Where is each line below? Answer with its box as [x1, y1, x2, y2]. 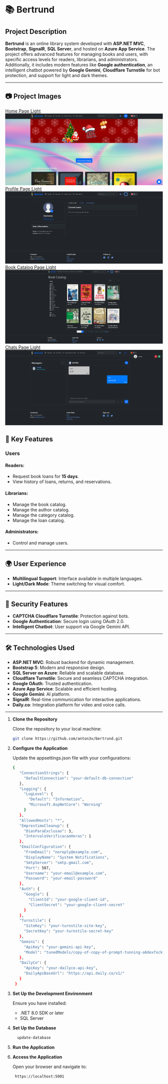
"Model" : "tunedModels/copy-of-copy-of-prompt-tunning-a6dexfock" [23, 949, 165, 955]
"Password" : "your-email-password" [23, 876, 98, 881]
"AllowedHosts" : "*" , [19, 818, 64, 823]
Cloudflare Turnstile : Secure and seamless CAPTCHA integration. [12, 675, 149, 681]
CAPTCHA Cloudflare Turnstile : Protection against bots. [12, 613, 129, 619]
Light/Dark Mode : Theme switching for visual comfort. [12, 580, 125, 586]
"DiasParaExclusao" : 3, [23, 828, 73, 833]
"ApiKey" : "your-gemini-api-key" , [23, 944, 96, 949]
